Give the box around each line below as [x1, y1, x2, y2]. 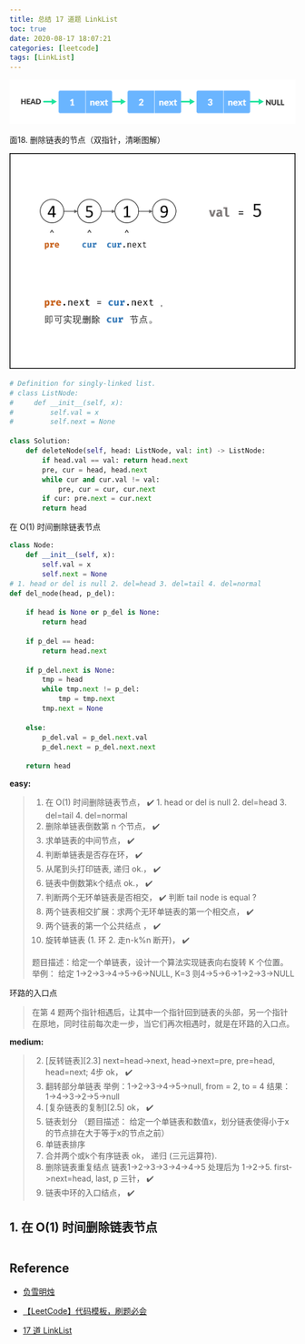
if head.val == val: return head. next [42, 455, 189, 464]
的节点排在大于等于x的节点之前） [44, 1127, 170, 1138]
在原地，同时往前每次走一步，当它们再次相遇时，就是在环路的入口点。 [31, 1018, 295, 1029]
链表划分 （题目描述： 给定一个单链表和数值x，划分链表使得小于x [44, 1116, 290, 1127]
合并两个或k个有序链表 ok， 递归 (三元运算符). [44, 1150, 218, 1161]
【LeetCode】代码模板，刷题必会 [22, 1305, 147, 1316]
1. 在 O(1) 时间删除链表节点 [9, 1219, 158, 1235]
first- [273, 1162, 293, 1173]
